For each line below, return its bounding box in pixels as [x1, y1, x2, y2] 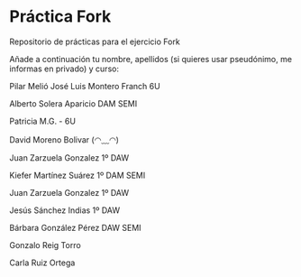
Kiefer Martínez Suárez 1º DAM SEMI [9, 170, 146, 180]
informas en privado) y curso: [9, 63, 120, 74]
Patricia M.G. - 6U [9, 115, 77, 126]
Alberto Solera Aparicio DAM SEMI [9, 97, 138, 109]
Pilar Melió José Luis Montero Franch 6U [9, 80, 160, 91]
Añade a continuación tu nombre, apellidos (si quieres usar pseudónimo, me [9, 53, 293, 64]
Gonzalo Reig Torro [9, 239, 81, 250]
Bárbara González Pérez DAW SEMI [9, 222, 141, 233]
